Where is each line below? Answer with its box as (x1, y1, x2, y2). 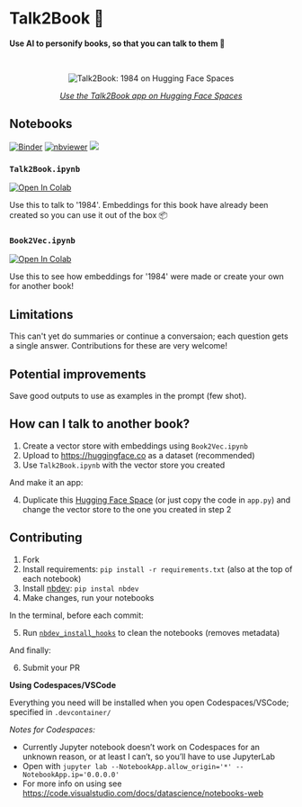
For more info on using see (22, 778, 122, 789)
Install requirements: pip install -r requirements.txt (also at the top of (22, 563, 293, 575)
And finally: (9, 644, 51, 656)
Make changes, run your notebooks (22, 592, 155, 603)
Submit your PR (22, 662, 81, 673)
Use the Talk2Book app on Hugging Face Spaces (59, 90, 243, 101)
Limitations (9, 306, 74, 322)
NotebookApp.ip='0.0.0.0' (22, 770, 120, 779)
